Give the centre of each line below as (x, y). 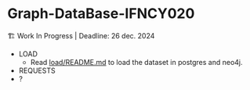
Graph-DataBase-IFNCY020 (101, 14)
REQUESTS (37, 70)
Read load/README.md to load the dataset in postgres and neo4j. (137, 62)
